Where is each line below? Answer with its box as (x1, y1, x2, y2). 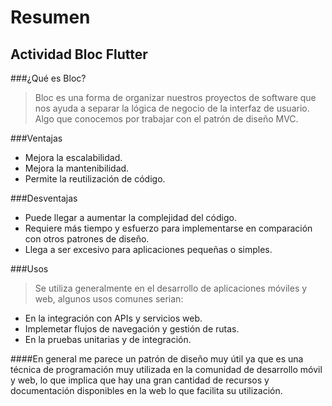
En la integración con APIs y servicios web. (24, 312, 203, 324)
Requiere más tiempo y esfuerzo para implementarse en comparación (24, 222, 313, 234)
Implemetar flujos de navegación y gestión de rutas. (24, 323, 240, 335)
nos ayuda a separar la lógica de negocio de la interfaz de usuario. (34, 102, 310, 114)
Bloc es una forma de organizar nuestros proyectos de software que (34, 92, 317, 103)
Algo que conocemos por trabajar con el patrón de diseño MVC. (34, 113, 299, 125)
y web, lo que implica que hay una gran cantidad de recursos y (10, 374, 270, 386)
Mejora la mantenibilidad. (24, 162, 130, 174)
